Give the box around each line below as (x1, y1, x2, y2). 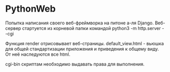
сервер (5, 25, 21, 31)
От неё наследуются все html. (5, 51, 71, 57)
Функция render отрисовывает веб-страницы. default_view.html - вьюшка (5, 40, 164, 46)
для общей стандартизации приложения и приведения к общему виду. (5, 46, 159, 52)
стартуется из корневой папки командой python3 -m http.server (22, 25, 161, 31)
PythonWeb (5, 3, 56, 15)
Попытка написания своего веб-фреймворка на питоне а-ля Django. (5, 20, 154, 26)
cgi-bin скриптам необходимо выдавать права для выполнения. (5, 61, 145, 67)
